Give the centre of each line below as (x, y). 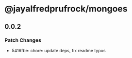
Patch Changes (23, 40)
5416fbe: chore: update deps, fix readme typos (58, 50)
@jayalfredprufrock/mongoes (66, 9)
